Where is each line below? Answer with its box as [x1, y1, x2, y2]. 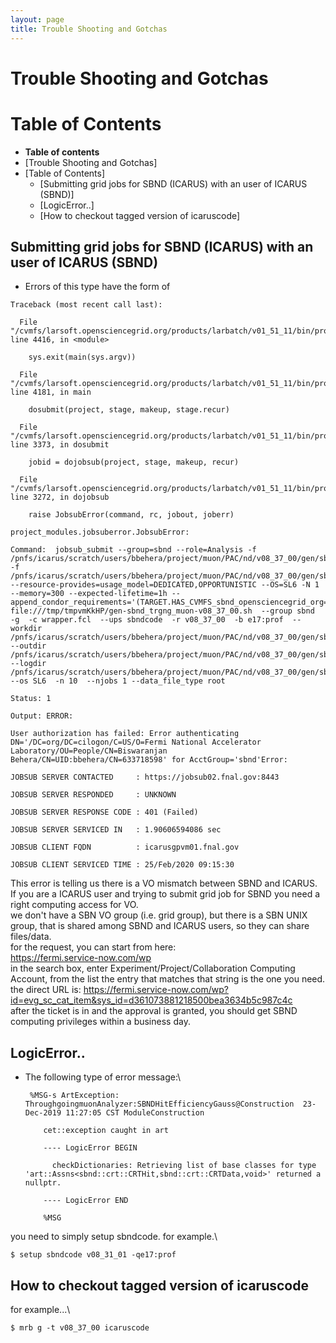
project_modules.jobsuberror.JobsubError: [10, 527, 190, 538]
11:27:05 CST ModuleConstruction [65, 1108, 205, 1118]
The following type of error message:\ [24, 1071, 182, 1083]
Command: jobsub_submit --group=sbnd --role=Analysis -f [10, 545, 257, 555]
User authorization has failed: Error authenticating [10, 729, 240, 739]
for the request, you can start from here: [10, 941, 177, 953]
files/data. [10, 931, 52, 943]
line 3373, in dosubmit [10, 440, 110, 450]
